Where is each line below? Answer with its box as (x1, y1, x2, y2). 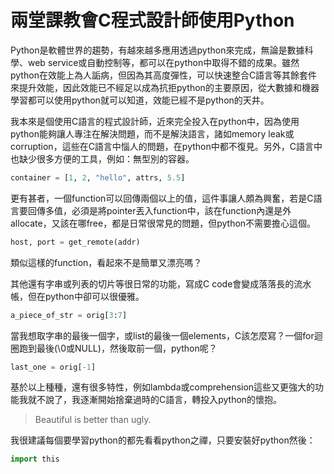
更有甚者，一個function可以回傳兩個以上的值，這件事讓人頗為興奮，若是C (10, 192, 314, 204)
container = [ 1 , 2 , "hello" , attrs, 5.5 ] (10, 172, 186, 183)
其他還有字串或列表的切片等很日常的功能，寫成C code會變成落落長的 (10, 277, 295, 290)
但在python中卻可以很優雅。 (27, 290, 145, 302)
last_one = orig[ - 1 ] (10, 362, 97, 372)
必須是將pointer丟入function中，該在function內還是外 (71, 204, 292, 216)
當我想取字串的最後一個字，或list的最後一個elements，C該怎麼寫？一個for (10, 329, 315, 341)
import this (10, 454, 60, 465)
